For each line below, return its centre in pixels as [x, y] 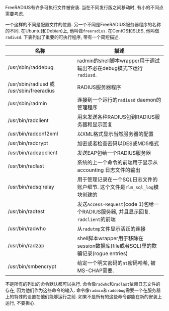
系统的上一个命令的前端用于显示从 [118, 162]
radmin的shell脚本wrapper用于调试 [118, 61]
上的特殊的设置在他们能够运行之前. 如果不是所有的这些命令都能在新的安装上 [83, 297]
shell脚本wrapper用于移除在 [110, 238]
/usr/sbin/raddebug [31, 67]
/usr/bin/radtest [26, 211]
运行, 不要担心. [21, 303]
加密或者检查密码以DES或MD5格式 [118, 143]
